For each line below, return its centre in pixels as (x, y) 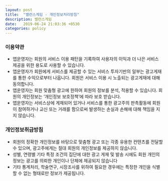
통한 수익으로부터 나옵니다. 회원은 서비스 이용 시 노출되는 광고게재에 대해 (89, 78)
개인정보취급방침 (24, 130)
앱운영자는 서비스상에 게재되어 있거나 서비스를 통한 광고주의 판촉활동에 (82, 103)
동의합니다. (23, 84)
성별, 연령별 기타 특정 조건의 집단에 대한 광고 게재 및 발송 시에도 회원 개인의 (86, 154)
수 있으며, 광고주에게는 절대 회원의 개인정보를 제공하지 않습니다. (75, 148)
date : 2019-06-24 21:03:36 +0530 (43, 24)
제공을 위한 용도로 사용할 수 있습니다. (49, 65)
